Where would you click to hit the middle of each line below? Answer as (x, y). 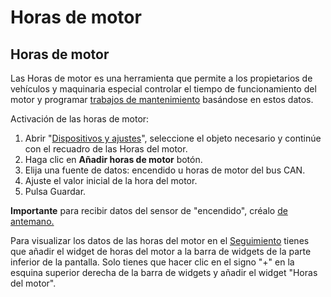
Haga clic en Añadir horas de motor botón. (113, 159)
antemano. (32, 221)
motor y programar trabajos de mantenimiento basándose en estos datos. (162, 99)
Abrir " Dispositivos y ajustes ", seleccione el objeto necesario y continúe (173, 138)
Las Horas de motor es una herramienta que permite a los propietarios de (161, 78)
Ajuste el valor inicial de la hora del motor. (111, 180)
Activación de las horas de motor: (80, 119)
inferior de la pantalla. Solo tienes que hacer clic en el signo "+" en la (152, 262)
